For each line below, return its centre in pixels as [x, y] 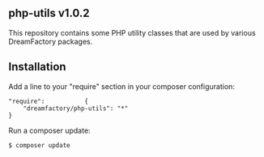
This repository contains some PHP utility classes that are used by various [132, 32]
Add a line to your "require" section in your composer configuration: [121, 86]
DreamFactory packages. [51, 41]
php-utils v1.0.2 [49, 13]
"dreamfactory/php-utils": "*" [76, 108]
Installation [37, 67]
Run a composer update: [49, 130]
